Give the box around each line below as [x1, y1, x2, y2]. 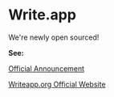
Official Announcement [8, 63, 85, 74]
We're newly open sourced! [8, 32, 100, 42]
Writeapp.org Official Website [8, 79, 106, 89]
